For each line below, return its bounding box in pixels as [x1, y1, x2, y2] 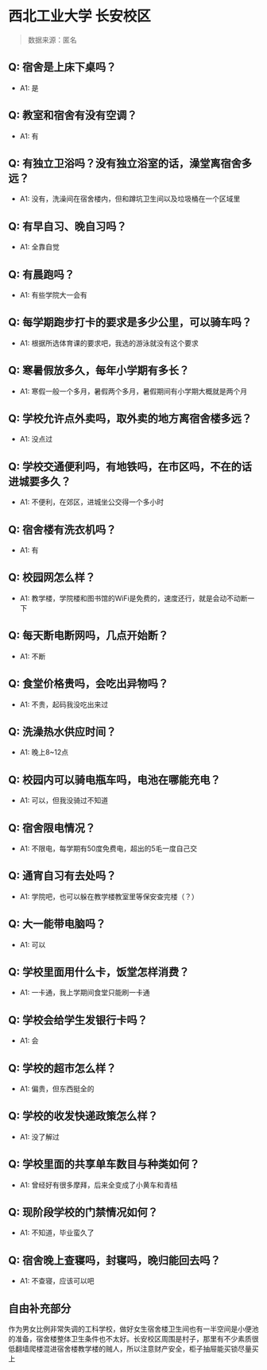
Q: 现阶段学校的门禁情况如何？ [8, 1206, 159, 1219]
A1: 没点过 [19, 434, 53, 444]
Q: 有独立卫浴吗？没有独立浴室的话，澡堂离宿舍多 [8, 156, 253, 170]
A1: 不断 [19, 651, 46, 661]
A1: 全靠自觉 [19, 242, 60, 252]
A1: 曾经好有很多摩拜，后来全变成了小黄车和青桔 [19, 1180, 178, 1190]
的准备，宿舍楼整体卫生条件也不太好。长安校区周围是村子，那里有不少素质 [8, 1334, 252, 1344]
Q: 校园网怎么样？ [8, 571, 96, 585]
